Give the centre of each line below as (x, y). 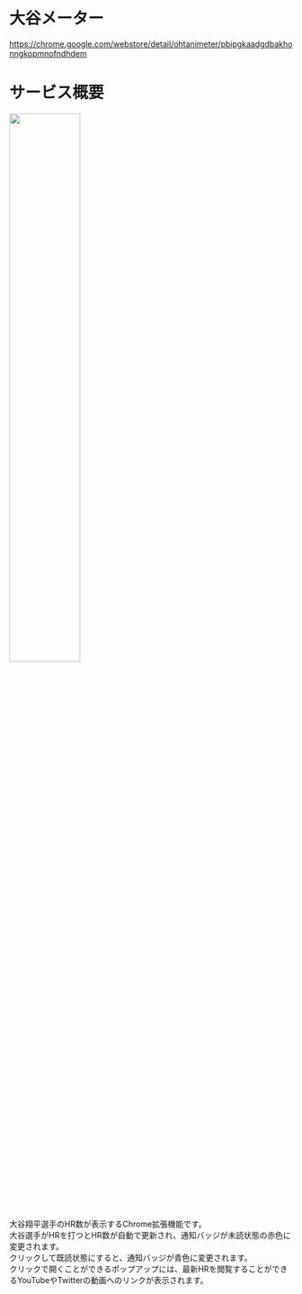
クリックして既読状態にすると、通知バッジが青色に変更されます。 (131, 1257)
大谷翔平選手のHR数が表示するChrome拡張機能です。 (108, 1224)
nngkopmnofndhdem (48, 53)
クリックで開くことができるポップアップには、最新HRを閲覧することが (141, 1269)
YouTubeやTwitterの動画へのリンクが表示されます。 (112, 1280)
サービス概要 (57, 93)
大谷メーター (57, 18)
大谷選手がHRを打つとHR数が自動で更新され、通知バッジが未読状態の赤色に (150, 1235)
